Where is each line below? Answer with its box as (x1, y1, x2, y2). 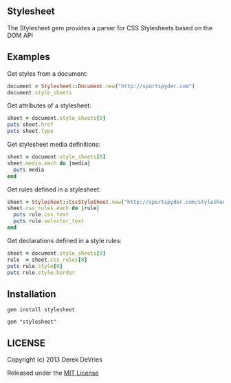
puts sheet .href (7, 121, 54, 128)
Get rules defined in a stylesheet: (7, 185, 101, 194)
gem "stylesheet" (7, 318, 57, 326)
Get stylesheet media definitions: (7, 141, 101, 148)
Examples (7, 51, 50, 63)
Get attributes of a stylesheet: (7, 101, 91, 110)
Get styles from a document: (7, 69, 88, 78)
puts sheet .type (7, 127, 54, 135)
